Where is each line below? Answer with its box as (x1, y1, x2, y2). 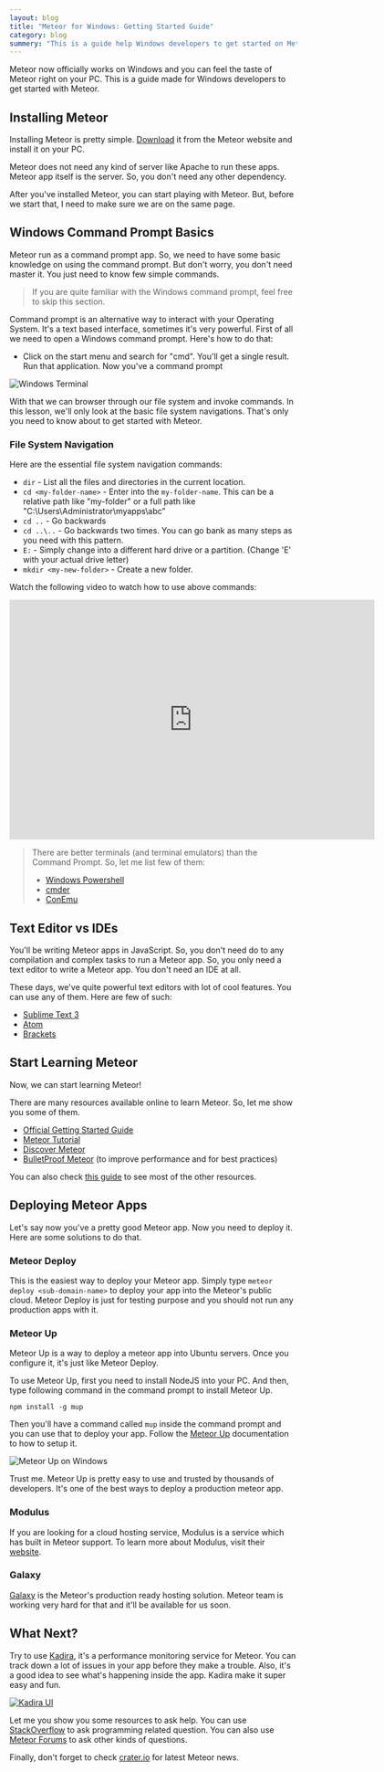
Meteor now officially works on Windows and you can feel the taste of (9, 64, 273, 75)
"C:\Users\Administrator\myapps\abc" (22, 506, 166, 517)
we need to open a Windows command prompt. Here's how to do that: (9, 332, 274, 343)
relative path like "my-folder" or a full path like (22, 496, 196, 507)
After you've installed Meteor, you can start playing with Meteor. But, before (9, 189, 295, 200)
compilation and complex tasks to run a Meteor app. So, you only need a (9, 954, 282, 965)
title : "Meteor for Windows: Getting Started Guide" (9, 22, 214, 31)
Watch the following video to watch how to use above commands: (9, 582, 257, 593)
